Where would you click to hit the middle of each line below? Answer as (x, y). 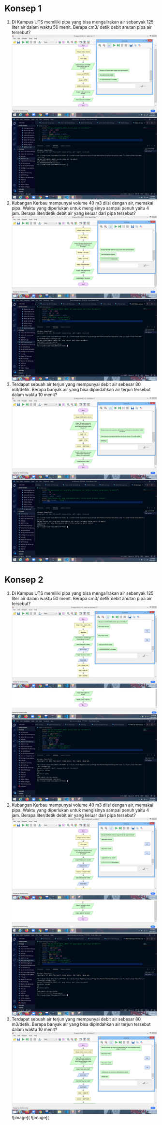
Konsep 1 (23, 9)
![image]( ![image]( (30, 1117)
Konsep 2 (24, 580)
